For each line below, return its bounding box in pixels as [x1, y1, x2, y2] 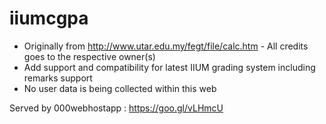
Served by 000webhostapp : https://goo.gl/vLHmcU [9, 102, 224, 114]
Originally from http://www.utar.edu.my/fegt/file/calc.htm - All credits [23, 40, 309, 52]
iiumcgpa [9, 7, 89, 30]
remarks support [23, 72, 93, 84]
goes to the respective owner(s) [23, 50, 156, 62]
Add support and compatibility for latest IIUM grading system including [23, 61, 316, 73]
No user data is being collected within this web [23, 82, 217, 94]
